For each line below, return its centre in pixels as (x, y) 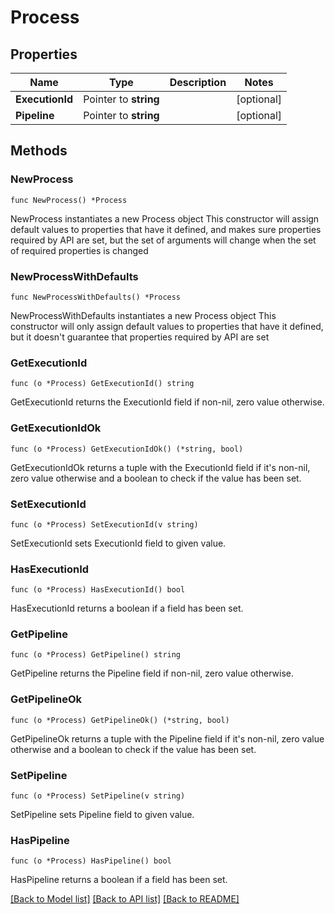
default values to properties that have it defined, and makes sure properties (166, 229)
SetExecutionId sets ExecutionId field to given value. (118, 543)
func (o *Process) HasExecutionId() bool (98, 590)
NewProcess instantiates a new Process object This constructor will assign (165, 218)
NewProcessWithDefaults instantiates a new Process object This (143, 315)
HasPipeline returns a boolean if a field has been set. (119, 880)
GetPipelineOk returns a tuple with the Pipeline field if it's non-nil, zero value (167, 738)
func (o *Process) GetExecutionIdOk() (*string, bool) (127, 449)
